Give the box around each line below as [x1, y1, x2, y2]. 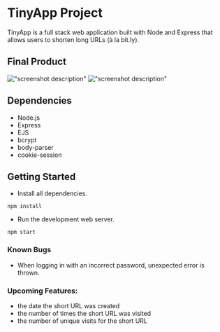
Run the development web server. [17, 215, 115, 223]
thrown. [17, 268, 40, 277]
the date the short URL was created [17, 301, 120, 310]
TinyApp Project [7, 5, 103, 21]
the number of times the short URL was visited [17, 309, 152, 317]
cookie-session [17, 151, 62, 159]
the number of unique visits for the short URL [17, 317, 148, 325]
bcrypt [17, 135, 37, 144]
